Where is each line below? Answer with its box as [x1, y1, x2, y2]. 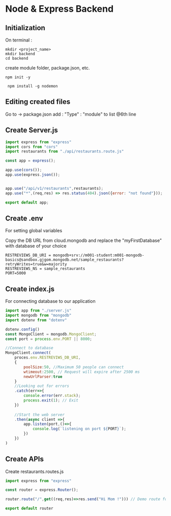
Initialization [5, 24, 46, 32]
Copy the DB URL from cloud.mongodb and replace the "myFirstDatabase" [5, 237, 162, 243]
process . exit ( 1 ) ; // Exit [23, 398, 79, 403]
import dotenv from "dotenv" [5, 318, 67, 323]
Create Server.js [5, 126, 59, 134]
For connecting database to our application [5, 298, 96, 304]
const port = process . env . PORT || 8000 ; [5, 336, 93, 342]
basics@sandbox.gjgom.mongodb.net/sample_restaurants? [5, 257, 124, 262]
